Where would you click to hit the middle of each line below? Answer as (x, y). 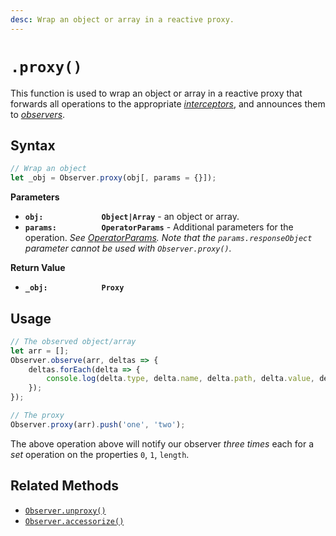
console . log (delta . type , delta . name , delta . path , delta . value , (180, 379)
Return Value (38, 268)
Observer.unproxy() (65, 511)
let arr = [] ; (40, 351)
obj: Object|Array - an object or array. (132, 217)
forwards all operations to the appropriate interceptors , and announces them (168, 103)
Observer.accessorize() (74, 521)
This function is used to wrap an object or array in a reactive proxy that (156, 93)
